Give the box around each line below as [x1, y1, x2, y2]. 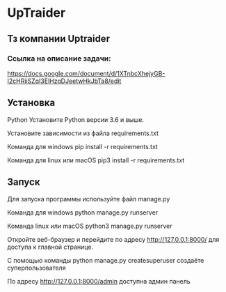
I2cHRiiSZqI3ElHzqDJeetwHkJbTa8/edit [7, 77, 122, 85]
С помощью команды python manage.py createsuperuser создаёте [7, 256, 204, 264]
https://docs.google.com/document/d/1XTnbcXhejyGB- [7, 69, 166, 77]
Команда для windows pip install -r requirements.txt [7, 142, 159, 151]
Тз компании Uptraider [7, 33, 110, 45]
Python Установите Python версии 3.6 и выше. [7, 115, 145, 123]
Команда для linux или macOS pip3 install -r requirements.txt [7, 155, 185, 164]
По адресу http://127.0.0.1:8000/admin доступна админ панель [7, 277, 191, 285]
